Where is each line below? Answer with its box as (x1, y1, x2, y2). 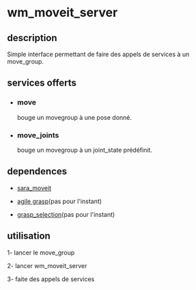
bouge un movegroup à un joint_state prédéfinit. (16, 146, 152, 154)
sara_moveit (16, 183, 52, 192)
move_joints (16, 130, 59, 140)
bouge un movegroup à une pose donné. (16, 113, 132, 121)
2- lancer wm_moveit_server (7, 261, 87, 269)
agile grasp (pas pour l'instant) (16, 197, 102, 205)
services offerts (7, 77, 77, 89)
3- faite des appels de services (7, 275, 95, 283)
